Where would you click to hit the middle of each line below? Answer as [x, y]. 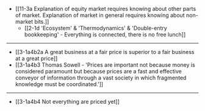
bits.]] [42, 22]
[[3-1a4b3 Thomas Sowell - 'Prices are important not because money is [105, 65]
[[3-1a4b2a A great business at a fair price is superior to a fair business [105, 52]
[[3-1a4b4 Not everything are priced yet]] [67, 102]
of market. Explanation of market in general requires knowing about [100, 15]
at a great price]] [36, 58]
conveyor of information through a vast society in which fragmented [101, 78]
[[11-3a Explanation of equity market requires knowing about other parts [106, 9]
